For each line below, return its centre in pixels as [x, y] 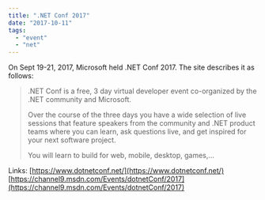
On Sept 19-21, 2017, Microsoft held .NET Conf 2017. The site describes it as [131, 67]
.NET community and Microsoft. [79, 100]
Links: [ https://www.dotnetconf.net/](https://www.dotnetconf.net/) [116, 171]
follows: [21, 76]
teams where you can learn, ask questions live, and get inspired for [137, 132]
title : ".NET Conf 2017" [49, 15]
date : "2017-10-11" [40, 23]
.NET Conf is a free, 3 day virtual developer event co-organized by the [142, 91]
